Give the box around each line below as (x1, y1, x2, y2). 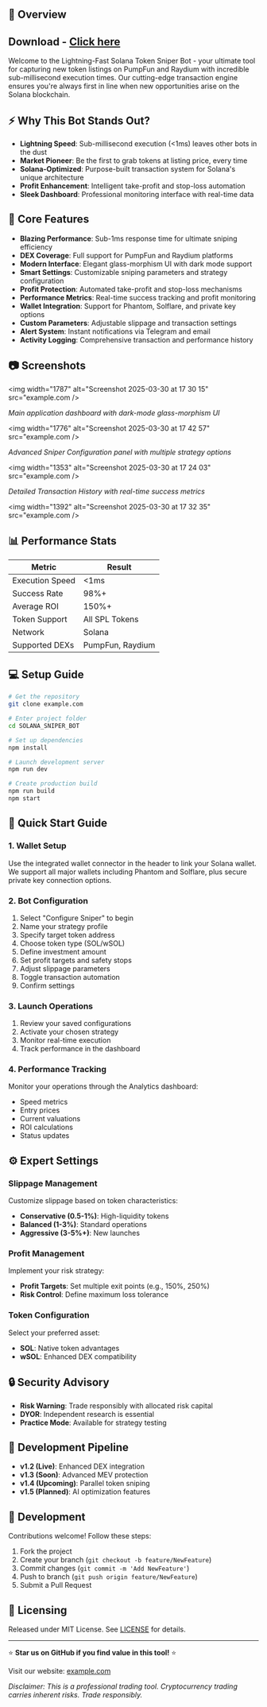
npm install (8, 744, 48, 752)
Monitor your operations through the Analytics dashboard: (8, 1082, 199, 1091)
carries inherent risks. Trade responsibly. (8, 1690, 143, 1699)
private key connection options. (8, 875, 112, 884)
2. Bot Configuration (8, 895, 89, 906)
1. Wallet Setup (8, 840, 67, 851)
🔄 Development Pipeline (8, 1440, 130, 1454)
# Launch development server (8, 758, 105, 766)
